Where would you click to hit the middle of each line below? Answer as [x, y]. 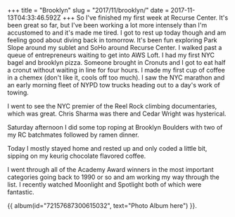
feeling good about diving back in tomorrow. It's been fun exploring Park [112, 40]
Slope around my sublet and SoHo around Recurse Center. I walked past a [115, 48]
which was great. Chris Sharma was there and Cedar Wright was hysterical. [117, 113]
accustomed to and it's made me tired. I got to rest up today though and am [117, 32]
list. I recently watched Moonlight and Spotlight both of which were [104, 185]
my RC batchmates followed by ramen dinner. [73, 135]
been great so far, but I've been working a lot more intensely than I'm [107, 25]
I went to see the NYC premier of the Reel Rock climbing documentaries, [112, 106]
